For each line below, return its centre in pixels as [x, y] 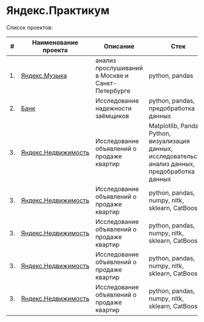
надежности [113, 108]
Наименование [55, 42]
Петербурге [113, 91]
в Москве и [112, 75]
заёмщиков [112, 116]
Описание [119, 46]
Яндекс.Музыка [44, 75]
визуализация [169, 141]
